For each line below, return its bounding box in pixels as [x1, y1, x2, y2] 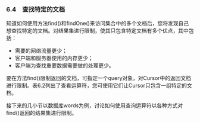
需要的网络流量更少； [14, 47, 67, 54]
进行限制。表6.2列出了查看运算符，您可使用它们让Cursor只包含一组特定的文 [6, 82, 192, 89]
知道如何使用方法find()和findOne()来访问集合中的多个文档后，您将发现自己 [6, 20, 189, 27]
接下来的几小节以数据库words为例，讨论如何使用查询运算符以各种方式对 [6, 102, 183, 109]
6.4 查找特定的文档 [6, 5, 65, 13]
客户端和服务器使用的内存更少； [14, 54, 93, 62]
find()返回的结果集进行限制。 [6, 110, 77, 117]
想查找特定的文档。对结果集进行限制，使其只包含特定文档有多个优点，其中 [6, 27, 189, 34]
